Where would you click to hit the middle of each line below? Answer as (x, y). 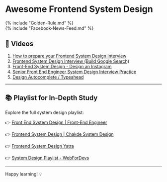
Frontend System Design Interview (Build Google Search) (71, 61)
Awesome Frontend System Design (79, 9)
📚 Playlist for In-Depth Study (51, 98)
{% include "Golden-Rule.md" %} (39, 23)
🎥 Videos (19, 44)
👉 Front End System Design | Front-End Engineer (56, 122)
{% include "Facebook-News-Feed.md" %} (49, 28)
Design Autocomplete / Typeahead (48, 77)
